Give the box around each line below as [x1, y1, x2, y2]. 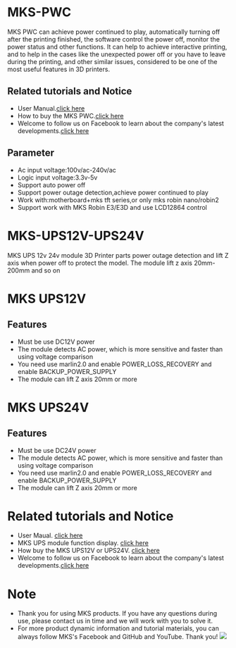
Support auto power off [17, 180, 86, 189]
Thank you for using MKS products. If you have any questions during [17, 609, 218, 618]
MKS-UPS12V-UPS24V [7, 228, 144, 244]
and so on [31, 266, 61, 275]
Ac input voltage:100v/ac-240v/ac [17, 166, 116, 174]
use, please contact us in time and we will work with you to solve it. [17, 617, 213, 625]
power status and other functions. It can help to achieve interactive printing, [7, 42, 228, 51]
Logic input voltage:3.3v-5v [17, 173, 98, 182]
